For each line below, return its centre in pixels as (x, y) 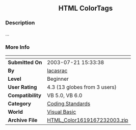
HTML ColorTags (86, 8)
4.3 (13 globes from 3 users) (82, 87)
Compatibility (25, 95)
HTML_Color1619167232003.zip (88, 120)
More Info (18, 47)
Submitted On (25, 62)
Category (20, 104)
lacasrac (57, 71)
